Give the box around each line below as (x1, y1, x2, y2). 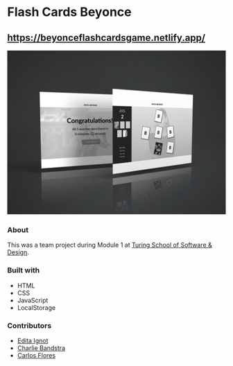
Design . (7, 248, 29, 256)
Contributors (7, 320, 52, 330)
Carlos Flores (17, 351, 56, 359)
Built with (7, 265, 40, 275)
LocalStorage (17, 303, 56, 312)
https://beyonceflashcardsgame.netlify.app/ (7, 32, 206, 44)
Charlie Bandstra (17, 344, 66, 352)
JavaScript (17, 296, 49, 304)
